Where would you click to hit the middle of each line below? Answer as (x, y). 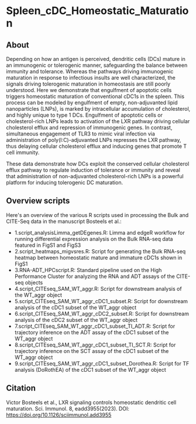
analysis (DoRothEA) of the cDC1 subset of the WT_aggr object (90, 369)
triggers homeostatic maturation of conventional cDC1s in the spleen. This (95, 96)
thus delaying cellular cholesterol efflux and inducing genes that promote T (97, 146)
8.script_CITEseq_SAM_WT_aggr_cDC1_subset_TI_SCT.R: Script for (95, 345)
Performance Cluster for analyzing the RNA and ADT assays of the (95, 276)
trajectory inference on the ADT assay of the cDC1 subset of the (92, 332)
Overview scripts (38, 201)
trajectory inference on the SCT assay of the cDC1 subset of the (92, 351)
